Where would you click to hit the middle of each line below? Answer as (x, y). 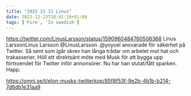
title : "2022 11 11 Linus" (39, 11)
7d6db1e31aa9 (23, 87)
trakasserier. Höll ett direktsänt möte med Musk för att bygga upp (85, 57)
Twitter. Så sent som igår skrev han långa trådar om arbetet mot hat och (93, 51)
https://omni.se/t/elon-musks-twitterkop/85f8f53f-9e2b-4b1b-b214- (88, 81)
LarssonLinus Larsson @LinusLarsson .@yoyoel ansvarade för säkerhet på (96, 45)
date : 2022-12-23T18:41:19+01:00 (47, 17)
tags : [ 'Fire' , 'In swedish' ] (43, 22)
